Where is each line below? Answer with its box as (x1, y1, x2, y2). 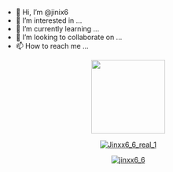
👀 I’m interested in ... (15, 16, 83, 25)
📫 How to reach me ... (15, 42, 89, 50)
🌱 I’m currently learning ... (15, 24, 100, 33)
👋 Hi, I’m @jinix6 (15, 8, 69, 16)
